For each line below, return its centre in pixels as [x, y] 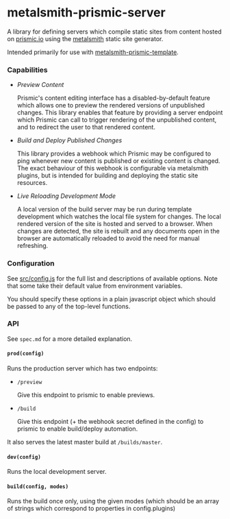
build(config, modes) [38, 486]
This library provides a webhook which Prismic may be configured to [114, 154]
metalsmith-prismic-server [86, 13]
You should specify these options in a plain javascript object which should [111, 299]
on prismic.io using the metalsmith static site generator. [85, 38]
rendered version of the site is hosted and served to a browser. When [115, 224]
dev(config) [24, 457]
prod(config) [26, 354]
